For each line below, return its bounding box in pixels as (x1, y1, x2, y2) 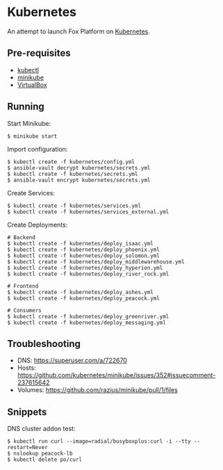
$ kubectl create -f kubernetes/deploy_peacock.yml (7, 295, 160, 302)
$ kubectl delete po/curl (7, 456, 82, 463)
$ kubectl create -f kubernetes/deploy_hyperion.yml (7, 264, 163, 271)
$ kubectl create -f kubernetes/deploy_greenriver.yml (7, 313, 170, 320)
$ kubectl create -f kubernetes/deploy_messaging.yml (7, 319, 167, 326)
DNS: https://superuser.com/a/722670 (17, 356, 127, 365)
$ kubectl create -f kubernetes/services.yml (7, 202, 141, 209)
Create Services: (7, 188, 56, 197)
